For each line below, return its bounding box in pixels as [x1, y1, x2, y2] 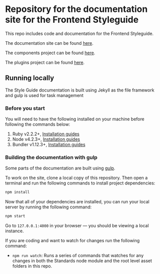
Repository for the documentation [5, 3, 148, 15]
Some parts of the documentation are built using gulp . [5, 165, 115, 171]
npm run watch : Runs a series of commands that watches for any [12, 253, 144, 259]
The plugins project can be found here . [5, 59, 85, 65]
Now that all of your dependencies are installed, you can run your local [5, 199, 150, 205]
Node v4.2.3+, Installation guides [12, 136, 80, 142]
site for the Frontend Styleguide [5, 14, 139, 25]
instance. [5, 228, 24, 234]
